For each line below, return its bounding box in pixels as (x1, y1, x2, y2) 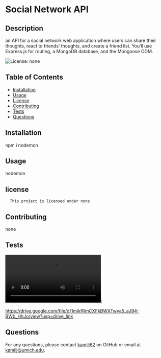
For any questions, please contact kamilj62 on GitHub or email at (5, 341, 141, 348)
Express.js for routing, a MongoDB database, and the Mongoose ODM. (5, 49, 153, 54)
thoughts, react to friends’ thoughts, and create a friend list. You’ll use (5, 43, 152, 49)
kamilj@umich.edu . (5, 347, 45, 353)
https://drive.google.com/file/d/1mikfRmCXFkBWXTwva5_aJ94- (5, 307, 139, 314)
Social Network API (5, 4, 89, 15)
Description (5, 24, 43, 33)
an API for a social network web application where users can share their (5, 37, 156, 43)
